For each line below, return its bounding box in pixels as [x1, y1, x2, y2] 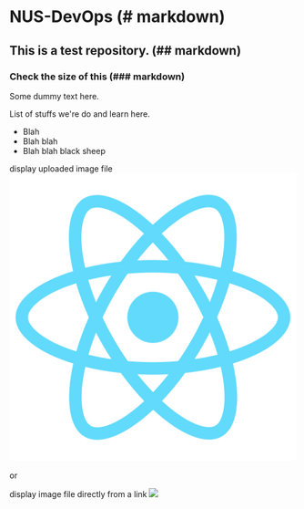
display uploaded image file [9, 162, 113, 174]
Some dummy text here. [9, 90, 100, 101]
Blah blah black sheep [22, 145, 106, 156]
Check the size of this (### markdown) [9, 70, 185, 83]
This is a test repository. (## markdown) [9, 43, 241, 58]
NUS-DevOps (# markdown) [9, 6, 226, 27]
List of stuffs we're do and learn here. [9, 108, 150, 119]
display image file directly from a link [9, 488, 147, 499]
